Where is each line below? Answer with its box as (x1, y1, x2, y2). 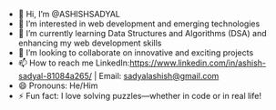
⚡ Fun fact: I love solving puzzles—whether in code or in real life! (17, 91, 262, 101)
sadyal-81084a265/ (17, 71, 93, 81)
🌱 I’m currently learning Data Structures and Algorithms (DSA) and (17, 28, 267, 38)
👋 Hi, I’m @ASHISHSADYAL (17, 9, 121, 19)
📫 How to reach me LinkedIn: (17, 57, 130, 68)
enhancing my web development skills (17, 37, 162, 48)
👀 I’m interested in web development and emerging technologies (17, 18, 261, 29)
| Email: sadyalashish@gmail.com (94, 71, 220, 81)
